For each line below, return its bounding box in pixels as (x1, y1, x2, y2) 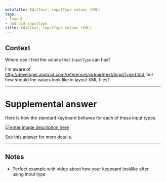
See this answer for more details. (5, 134, 73, 140)
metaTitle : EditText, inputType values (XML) (5, 7, 100, 12)
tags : (5, 12, 16, 17)
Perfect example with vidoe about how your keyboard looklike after (12, 166, 149, 172)
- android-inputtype (5, 21, 48, 26)
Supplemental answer (5, 99, 97, 110)
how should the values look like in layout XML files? (5, 77, 110, 83)
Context (5, 44, 31, 52)
